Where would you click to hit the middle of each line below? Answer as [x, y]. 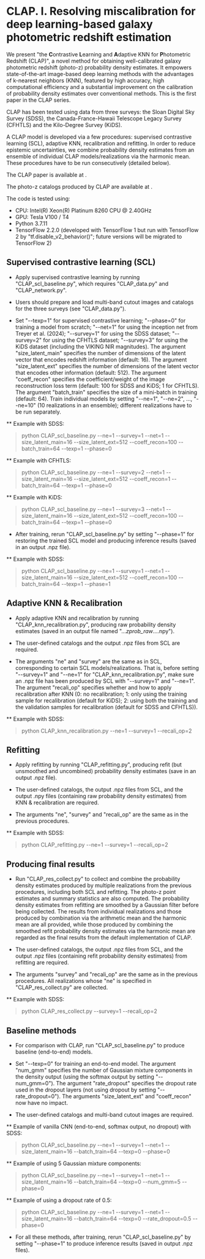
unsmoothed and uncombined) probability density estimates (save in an [106, 771]
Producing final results [51, 864]
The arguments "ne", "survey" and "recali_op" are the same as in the [102, 815]
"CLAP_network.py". [41, 290]
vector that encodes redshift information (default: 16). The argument [101, 360]
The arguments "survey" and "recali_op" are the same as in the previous [106, 974]
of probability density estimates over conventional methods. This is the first [102, 93]
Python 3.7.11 [31, 223]
